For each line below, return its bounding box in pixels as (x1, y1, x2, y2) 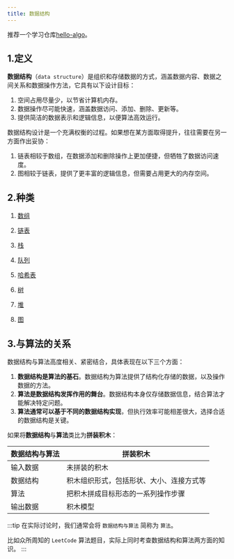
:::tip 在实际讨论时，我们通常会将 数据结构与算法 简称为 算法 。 (7, 521, 178, 530)
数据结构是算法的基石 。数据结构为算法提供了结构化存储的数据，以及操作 (17, 373, 225, 381)
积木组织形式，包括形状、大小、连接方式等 (66, 476, 207, 486)
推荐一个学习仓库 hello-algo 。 (7, 30, 92, 38)
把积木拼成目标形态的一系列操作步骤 (66, 489, 186, 499)
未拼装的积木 (66, 463, 109, 472)
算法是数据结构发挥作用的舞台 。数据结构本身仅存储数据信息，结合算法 (17, 390, 219, 398)
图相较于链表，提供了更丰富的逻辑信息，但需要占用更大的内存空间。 (17, 169, 213, 178)
